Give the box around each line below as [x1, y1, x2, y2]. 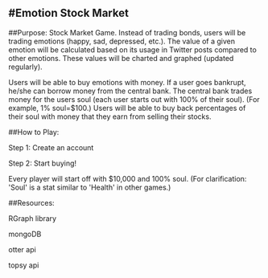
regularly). [8, 62, 43, 72]
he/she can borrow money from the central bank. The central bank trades [8, 86, 253, 96]
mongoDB [8, 229, 42, 239]
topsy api [8, 260, 39, 270]
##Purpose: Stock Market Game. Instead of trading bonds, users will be [8, 27, 246, 37]
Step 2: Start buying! [8, 158, 77, 168]
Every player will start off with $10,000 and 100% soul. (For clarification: [8, 174, 247, 183]
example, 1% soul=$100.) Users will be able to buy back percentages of [8, 103, 246, 112]
